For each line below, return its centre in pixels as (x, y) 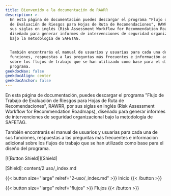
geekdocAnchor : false (28, 81)
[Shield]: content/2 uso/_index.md (41, 168)
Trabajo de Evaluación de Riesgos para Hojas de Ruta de (65, 101)
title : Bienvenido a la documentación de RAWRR (57, 10)
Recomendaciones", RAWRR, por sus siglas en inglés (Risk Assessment (80, 106)
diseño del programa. (28, 148)
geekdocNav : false (25, 71)
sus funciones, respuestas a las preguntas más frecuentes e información (82, 138)
